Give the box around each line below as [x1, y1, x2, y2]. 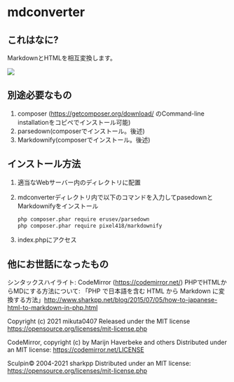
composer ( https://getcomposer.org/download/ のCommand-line [17, 109, 205, 118]
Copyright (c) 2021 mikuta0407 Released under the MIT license [7, 317, 191, 326]
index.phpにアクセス [17, 236, 77, 244]
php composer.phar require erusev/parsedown [17, 215, 150, 223]
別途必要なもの [7, 89, 72, 102]
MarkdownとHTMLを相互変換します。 [7, 54, 117, 62]
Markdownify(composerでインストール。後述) [17, 135, 151, 144]
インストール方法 [7, 158, 81, 170]
